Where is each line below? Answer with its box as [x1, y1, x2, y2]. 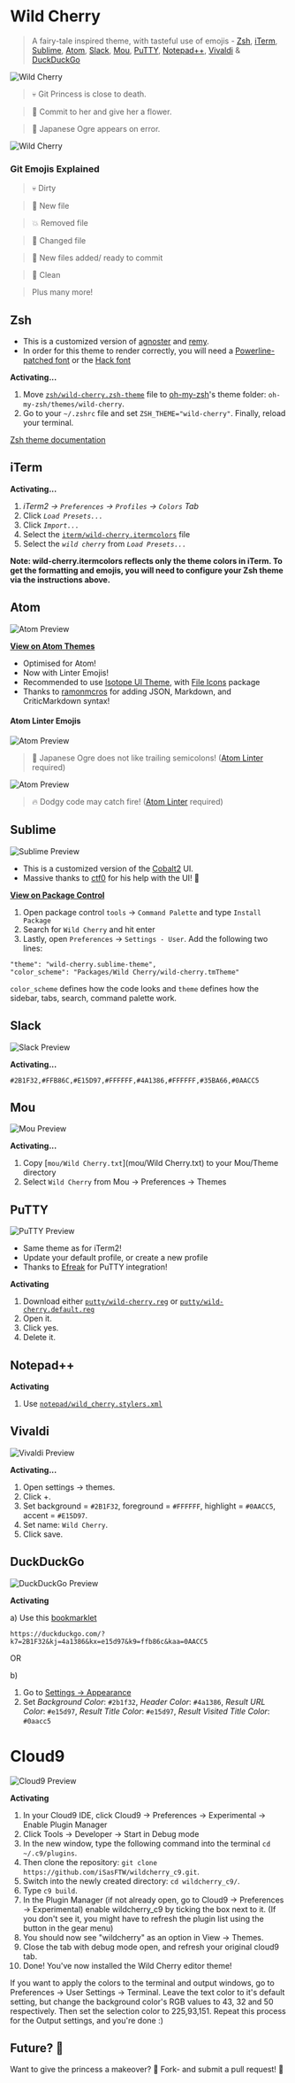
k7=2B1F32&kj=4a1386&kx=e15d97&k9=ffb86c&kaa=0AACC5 [10, 1637, 208, 1646]
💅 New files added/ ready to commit [31, 252, 163, 263]
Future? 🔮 [10, 2041, 64, 2056]
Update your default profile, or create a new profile [22, 1253, 208, 1263]
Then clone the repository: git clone [22, 1856, 158, 1867]
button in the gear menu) [22, 1923, 114, 1933]
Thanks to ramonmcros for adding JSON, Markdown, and [22, 686, 232, 697]
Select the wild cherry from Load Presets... [22, 538, 186, 549]
